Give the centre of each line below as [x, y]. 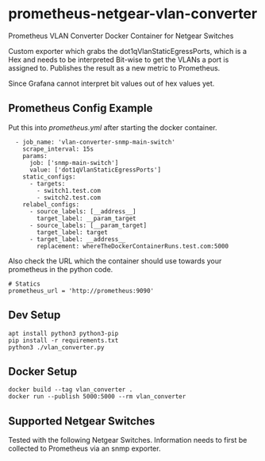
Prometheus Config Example [81, 108]
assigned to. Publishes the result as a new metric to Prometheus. [114, 67]
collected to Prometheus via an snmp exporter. [84, 448]
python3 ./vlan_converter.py [56, 347]
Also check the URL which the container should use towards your [115, 261]
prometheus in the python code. [61, 269]
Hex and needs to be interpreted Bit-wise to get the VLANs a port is [119, 60]
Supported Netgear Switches [82, 421]
